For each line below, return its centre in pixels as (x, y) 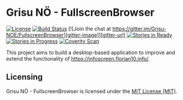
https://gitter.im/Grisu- (139, 29)
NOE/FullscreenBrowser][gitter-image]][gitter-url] (66, 35)
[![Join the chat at (90, 29)
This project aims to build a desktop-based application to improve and (91, 52)
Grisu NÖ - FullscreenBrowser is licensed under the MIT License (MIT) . (92, 91)
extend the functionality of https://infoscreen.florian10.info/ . (78, 58)
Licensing (24, 77)
